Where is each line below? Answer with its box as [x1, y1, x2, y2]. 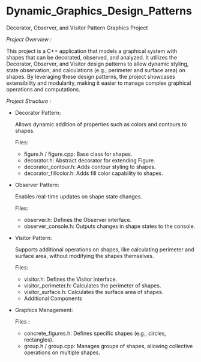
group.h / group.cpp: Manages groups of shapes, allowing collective [23, 342, 193, 349]
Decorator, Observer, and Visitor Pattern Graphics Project [6, 24, 148, 31]
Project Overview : [6, 35, 52, 43]
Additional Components [23, 295, 83, 302]
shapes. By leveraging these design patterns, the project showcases [6, 73, 176, 80]
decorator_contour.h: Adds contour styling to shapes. [23, 163, 156, 170]
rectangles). [23, 336, 54, 343]
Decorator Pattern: [14, 109, 61, 116]
